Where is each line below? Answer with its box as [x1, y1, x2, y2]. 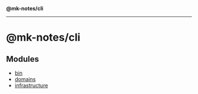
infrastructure [14, 82, 48, 89]
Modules [6, 54, 39, 64]
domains [14, 76, 36, 82]
